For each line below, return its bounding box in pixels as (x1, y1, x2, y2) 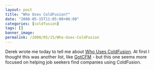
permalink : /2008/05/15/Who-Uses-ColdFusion (5, 35, 99, 40)
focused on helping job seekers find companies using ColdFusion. (5, 59, 141, 65)
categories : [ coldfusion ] (5, 21, 59, 26)
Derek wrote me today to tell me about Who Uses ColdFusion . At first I (5, 48, 150, 55)
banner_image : (5, 30, 35, 35)
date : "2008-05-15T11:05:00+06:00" (5, 16, 79, 21)
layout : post (5, 7, 32, 12)
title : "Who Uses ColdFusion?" (5, 12, 70, 17)
